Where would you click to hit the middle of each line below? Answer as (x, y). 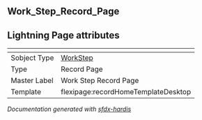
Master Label (32, 81)
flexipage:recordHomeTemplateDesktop (126, 92)
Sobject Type (32, 58)
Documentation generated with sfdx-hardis (69, 109)
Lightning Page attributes (63, 35)
